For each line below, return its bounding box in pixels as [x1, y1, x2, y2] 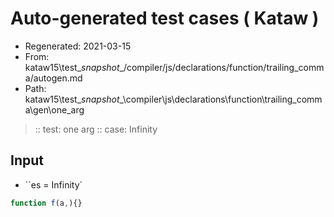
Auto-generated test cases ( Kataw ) [10, 7, 320, 30]
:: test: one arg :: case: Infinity [34, 123, 158, 135]
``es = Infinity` [24, 178, 83, 191]
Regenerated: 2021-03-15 [24, 40, 132, 52]
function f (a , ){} [10, 198, 83, 208]
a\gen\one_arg [24, 103, 85, 116]
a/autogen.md [24, 72, 83, 84]
